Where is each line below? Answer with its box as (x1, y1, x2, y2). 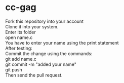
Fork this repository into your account (5, 18, 84, 24)
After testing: (5, 45, 33, 51)
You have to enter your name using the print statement (5, 39, 119, 46)
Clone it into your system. (5, 23, 59, 29)
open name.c (5, 34, 33, 40)
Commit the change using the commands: (5, 50, 93, 57)
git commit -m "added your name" (5, 61, 77, 67)
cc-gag (5, 2, 36, 13)
